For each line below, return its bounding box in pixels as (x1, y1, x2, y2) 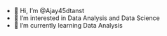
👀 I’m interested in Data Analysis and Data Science (13, 14, 160, 22)
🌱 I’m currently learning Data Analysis (13, 21, 123, 29)
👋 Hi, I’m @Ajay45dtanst (13, 7, 84, 15)
